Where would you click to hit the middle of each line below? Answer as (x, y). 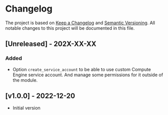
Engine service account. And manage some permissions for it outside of (88, 75)
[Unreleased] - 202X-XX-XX (51, 44)
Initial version (26, 108)
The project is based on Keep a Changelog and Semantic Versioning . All (80, 23)
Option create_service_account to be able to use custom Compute (82, 69)
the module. (25, 80)
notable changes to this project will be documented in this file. (70, 28)
